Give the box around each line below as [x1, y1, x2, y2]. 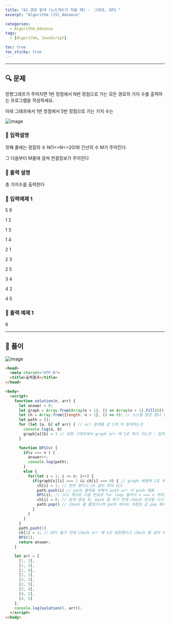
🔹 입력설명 [5, 131, 29, 139]
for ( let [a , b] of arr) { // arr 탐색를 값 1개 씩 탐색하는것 [18, 422, 143, 427]
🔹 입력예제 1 [5, 195, 33, 203]
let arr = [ [14, 553, 39, 558]
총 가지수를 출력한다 [5, 181, 45, 188]
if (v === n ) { [23, 450, 56, 455]
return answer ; [18, 540, 51, 545]
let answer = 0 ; [18, 403, 53, 408]
